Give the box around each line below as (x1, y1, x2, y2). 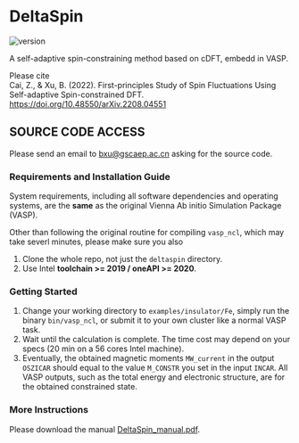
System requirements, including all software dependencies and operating (9, 191, 278, 201)
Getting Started (9, 285, 78, 298)
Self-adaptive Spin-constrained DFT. (9, 89, 145, 100)
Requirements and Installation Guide (9, 170, 171, 183)
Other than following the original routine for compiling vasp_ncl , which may (9, 227, 285, 238)
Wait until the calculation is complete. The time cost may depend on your (21, 334, 291, 345)
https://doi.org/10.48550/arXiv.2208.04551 (9, 98, 167, 109)
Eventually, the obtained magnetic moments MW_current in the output (21, 353, 275, 364)
